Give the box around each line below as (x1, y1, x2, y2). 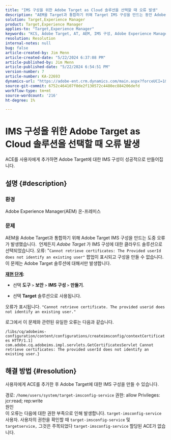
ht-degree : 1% (5, 97, 36, 103)
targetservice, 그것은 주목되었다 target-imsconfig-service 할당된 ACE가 (5, 423, 157, 429)
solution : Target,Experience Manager (5, 17, 85, 22)
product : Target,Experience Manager (5, 21, 83, 27)
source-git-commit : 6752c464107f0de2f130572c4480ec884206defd (5, 83, 140, 88)
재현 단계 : (5, 271, 24, 277)
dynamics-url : (5, 79, 36, 84)
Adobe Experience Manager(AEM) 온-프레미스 (5, 208, 101, 214)
